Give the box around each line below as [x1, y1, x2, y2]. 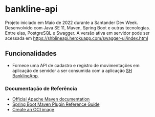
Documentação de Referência [5, 85, 77, 92]
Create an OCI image [12, 107, 55, 113]
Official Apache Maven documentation [12, 96, 90, 102]
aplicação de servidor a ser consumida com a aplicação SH [12, 68, 132, 73]
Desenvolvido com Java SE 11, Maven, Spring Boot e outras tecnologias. [5, 24, 151, 30]
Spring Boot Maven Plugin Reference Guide [12, 101, 100, 107]
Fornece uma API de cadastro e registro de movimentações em [12, 62, 140, 68]
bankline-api [5, 3, 58, 15]
